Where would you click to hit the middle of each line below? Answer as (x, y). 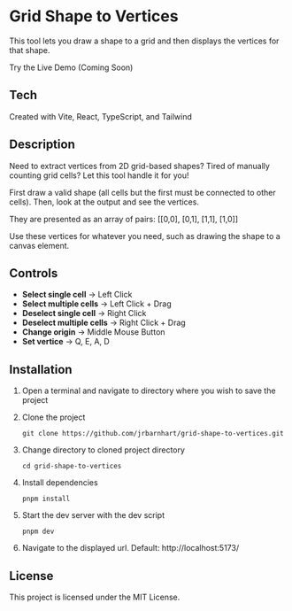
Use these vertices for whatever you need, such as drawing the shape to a (145, 236)
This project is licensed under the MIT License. (95, 597)
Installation (41, 369)
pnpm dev (38, 532)
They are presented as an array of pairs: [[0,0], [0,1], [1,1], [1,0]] (124, 219)
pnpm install (46, 499)
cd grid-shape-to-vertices (72, 467)
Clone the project (54, 417)
